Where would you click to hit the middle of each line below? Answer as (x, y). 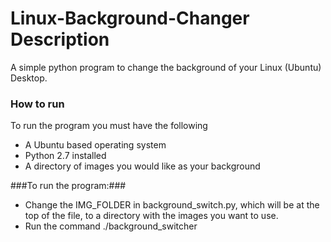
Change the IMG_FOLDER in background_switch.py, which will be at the (172, 205)
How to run (37, 104)
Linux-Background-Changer (130, 18)
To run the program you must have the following (109, 126)
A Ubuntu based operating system (95, 145)
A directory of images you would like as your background (142, 166)
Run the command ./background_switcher (111, 226)
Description (60, 39)
